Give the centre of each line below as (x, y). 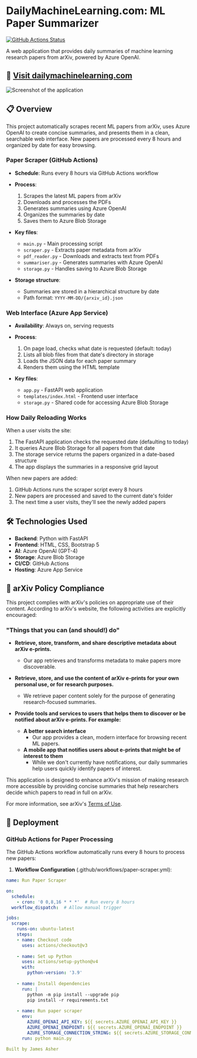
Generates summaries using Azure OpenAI (75, 208)
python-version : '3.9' (55, 973)
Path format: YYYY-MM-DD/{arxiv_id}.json (73, 298)
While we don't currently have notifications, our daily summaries (110, 762)
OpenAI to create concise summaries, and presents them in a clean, (88, 132)
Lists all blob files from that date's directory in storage (89, 355)
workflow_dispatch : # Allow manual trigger (67, 907)
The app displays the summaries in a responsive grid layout (86, 467)
